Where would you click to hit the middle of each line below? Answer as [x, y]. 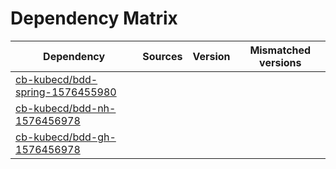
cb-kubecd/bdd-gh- [66, 137]
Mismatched [280, 50]
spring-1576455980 [66, 92]
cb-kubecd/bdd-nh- [66, 108]
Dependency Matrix [94, 18]
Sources [162, 56]
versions [280, 62]
